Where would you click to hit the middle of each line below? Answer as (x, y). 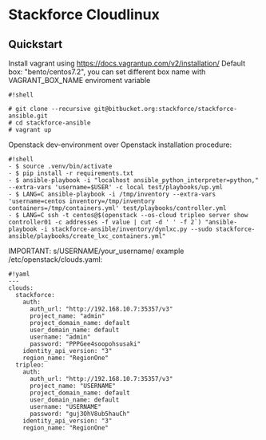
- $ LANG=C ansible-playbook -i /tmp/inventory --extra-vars (112, 194)
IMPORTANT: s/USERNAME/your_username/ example (96, 251)
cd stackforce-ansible (53, 123)
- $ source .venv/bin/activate (60, 166)
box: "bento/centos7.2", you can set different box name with (107, 72)
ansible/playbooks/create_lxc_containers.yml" (87, 236)
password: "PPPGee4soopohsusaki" (85, 344)
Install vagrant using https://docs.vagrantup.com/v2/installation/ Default (127, 63)
